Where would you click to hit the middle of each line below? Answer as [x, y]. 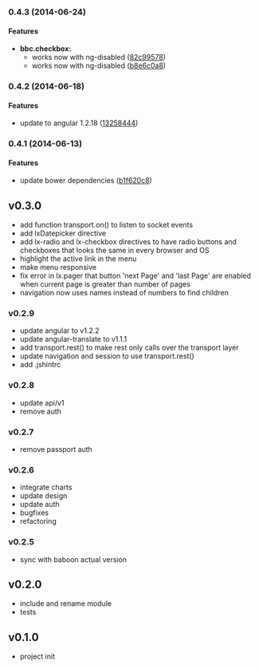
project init [37, 656]
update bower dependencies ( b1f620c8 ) [86, 180]
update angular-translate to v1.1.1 [73, 339]
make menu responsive [58, 267]
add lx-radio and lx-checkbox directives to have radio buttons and [128, 242]
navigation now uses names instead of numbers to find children [124, 293]
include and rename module [66, 604]
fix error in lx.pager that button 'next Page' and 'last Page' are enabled [135, 276]
